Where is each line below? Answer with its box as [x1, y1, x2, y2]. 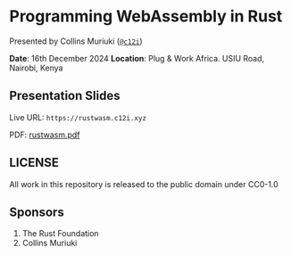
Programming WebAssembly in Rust [9, 6, 283, 27]
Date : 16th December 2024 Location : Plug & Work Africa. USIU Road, [9, 53, 265, 63]
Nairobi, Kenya [9, 62, 63, 73]
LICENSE [9, 155, 60, 170]
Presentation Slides [9, 88, 121, 103]
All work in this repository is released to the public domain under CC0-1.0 [9, 178, 279, 189]
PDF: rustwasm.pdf [9, 129, 80, 140]
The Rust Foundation [21, 228, 100, 239]
